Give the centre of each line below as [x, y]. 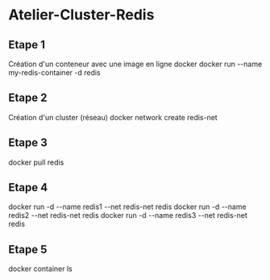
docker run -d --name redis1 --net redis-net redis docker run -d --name [128, 207]
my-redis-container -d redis [54, 73]
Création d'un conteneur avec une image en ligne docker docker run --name [135, 64]
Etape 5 [28, 249]
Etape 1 [27, 45]
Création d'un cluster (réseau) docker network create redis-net [113, 117]
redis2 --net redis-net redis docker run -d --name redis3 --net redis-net [128, 215]
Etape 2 [28, 98]
